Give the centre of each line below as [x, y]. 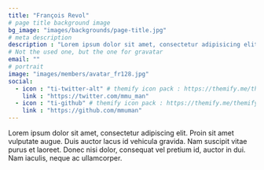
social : [21, 81]
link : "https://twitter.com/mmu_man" [86, 96]
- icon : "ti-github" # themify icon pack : [89, 103]
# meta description [40, 37]
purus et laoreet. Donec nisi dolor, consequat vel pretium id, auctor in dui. [127, 150]
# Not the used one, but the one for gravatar [86, 52]
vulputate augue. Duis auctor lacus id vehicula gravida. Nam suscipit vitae [128, 141]
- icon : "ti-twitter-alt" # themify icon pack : [98, 89]
